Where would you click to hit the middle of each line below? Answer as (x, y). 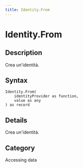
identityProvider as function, (46, 96)
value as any (28, 101)
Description (24, 53)
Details (16, 120)
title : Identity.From (28, 10)
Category (20, 148)
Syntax (16, 81)
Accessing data (21, 160)
